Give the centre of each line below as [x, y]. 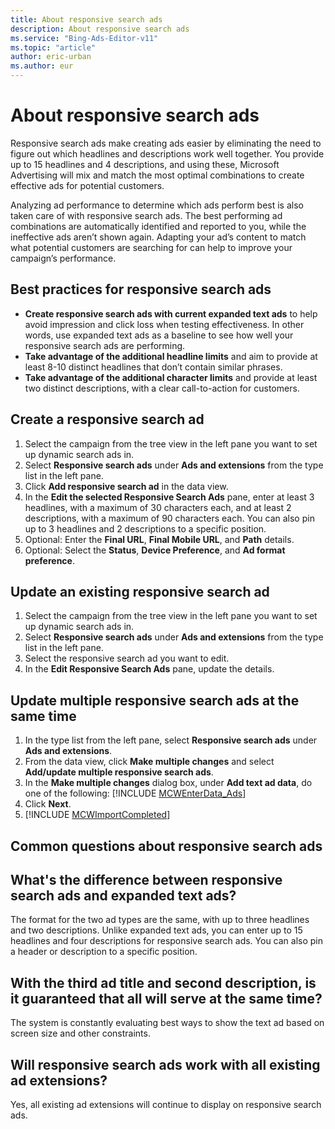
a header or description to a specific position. [104, 952]
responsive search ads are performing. [105, 345]
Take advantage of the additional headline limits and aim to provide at [171, 356]
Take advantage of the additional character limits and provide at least [171, 377]
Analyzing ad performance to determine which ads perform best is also [157, 205]
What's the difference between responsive [146, 879]
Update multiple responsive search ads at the [155, 700]
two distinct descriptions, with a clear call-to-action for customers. [162, 388]
